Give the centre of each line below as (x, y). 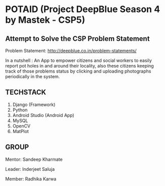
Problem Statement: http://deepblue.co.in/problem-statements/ (71, 51)
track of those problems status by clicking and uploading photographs (78, 71)
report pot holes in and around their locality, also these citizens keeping (79, 66)
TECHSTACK (26, 92)
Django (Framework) (34, 104)
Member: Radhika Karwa (31, 179)
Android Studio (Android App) (43, 115)
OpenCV (21, 126)
